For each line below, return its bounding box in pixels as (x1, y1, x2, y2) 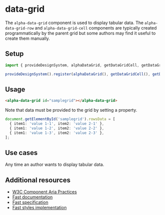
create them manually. (5, 35, 50, 41)
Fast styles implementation (12, 205, 67, 211)
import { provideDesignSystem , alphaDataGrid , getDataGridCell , (5, 62, 139, 67)
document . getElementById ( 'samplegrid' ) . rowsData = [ (5, 117, 115, 122)
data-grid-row (5, 26, 34, 31)
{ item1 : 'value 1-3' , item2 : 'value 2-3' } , (9, 130, 105, 135)
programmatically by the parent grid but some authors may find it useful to (5, 30, 156, 36)
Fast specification (12, 199, 49, 205)
